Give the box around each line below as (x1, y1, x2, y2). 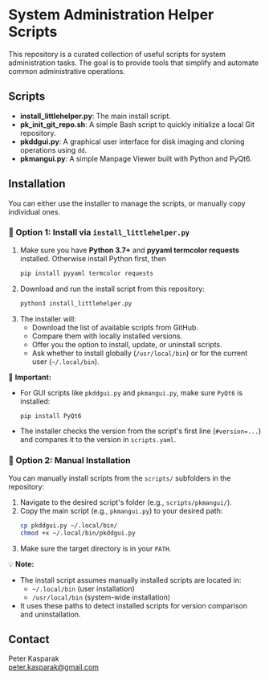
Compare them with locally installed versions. (31, 331, 183, 341)
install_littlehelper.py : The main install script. (19, 111, 171, 121)
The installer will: (19, 313, 76, 323)
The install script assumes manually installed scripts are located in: (19, 575, 242, 584)
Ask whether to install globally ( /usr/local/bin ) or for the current (31, 348, 248, 358)
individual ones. (8, 207, 61, 216)
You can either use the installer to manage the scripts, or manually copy (8, 199, 247, 208)
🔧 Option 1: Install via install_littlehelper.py (8, 227, 190, 238)
